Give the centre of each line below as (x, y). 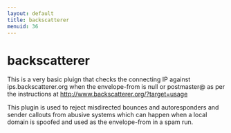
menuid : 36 (23, 26)
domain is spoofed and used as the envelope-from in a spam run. (100, 122)
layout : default (30, 13)
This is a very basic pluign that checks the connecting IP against (99, 79)
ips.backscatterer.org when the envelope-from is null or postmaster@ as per (116, 87)
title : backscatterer (38, 20)
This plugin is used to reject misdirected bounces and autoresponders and (113, 108)
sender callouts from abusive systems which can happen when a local (107, 115)
